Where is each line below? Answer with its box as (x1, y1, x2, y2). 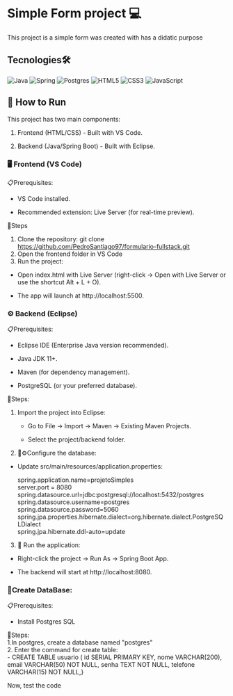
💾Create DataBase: (7, 585, 73, 595)
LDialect (17, 520, 42, 528)
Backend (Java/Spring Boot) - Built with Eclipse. (17, 142, 155, 150)
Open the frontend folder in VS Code (17, 250, 123, 258)
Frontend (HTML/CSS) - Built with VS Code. (17, 128, 143, 136)
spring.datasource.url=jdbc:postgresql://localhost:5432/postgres (17, 491, 204, 499)
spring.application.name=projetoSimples (17, 476, 134, 484)
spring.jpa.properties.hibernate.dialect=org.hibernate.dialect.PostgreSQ (17, 512, 224, 521)
